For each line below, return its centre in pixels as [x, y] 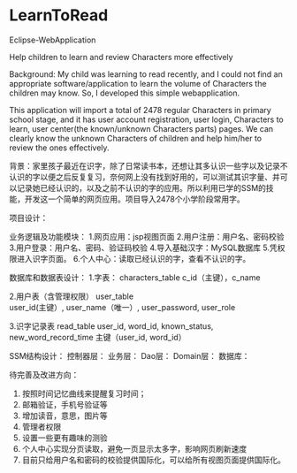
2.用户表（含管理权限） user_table [72, 296]
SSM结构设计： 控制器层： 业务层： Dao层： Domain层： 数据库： [129, 355]
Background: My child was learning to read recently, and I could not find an [146, 74]
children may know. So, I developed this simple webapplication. [125, 93]
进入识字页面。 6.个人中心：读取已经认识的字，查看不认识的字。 [133, 258]
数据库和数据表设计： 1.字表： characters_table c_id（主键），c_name [135, 277]
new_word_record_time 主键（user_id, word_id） [98, 337]
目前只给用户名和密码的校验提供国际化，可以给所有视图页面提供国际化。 [153, 460]
